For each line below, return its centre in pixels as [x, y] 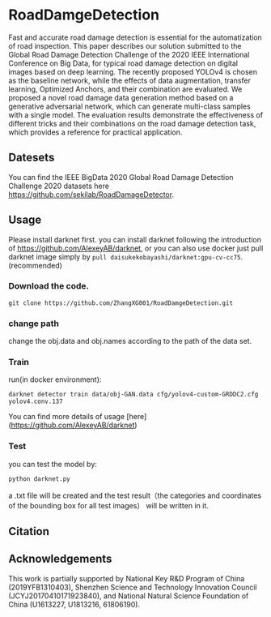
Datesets [32, 158]
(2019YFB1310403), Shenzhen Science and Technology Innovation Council [133, 587]
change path [34, 323]
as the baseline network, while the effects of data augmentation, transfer [129, 80]
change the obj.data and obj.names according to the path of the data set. [130, 341]
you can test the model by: [53, 464]
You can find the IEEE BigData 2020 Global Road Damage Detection [121, 177]
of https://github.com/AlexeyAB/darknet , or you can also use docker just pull [136, 248]
